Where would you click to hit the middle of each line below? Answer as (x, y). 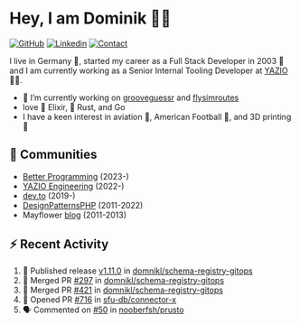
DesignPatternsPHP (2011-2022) (83, 205)
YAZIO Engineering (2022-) (73, 186)
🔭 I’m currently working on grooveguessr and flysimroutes (131, 97)
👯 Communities (53, 155)
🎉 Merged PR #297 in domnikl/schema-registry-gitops (123, 280)
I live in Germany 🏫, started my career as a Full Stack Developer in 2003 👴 (147, 60)
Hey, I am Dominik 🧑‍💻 (90, 19)
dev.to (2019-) (49, 195)
